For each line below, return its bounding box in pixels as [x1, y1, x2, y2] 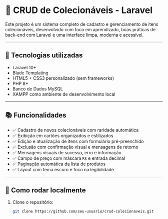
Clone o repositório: [12, 199, 53, 205]
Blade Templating [12, 70, 48, 76]
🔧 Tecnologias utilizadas [5, 51, 83, 60]
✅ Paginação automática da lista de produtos [12, 161, 106, 167]
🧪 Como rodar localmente [5, 186, 86, 194]
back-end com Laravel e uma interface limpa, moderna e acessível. [5, 32, 144, 38]
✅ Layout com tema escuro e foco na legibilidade [12, 166, 114, 172]
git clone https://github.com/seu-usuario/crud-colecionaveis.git [12, 209, 154, 214]
